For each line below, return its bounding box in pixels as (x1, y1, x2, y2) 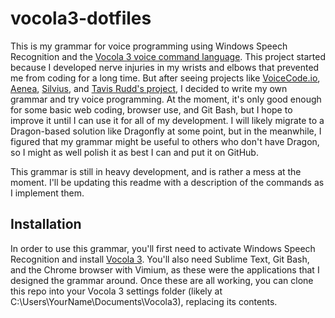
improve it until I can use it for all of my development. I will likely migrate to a (10, 114, 325, 126)
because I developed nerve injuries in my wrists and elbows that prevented (10, 61, 320, 73)
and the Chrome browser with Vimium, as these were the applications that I (10, 263, 320, 276)
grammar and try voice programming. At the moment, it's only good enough (10, 93, 322, 105)
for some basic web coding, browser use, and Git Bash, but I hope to (10, 103, 293, 116)
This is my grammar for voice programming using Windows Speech (10, 40, 288, 52)
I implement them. (10, 187, 85, 199)
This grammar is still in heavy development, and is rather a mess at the (10, 165, 302, 177)
